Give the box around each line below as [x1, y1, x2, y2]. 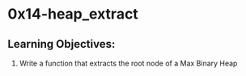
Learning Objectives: [7, 37, 116, 51]
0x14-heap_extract [7, 5, 138, 23]
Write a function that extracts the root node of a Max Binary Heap [19, 58, 238, 68]
